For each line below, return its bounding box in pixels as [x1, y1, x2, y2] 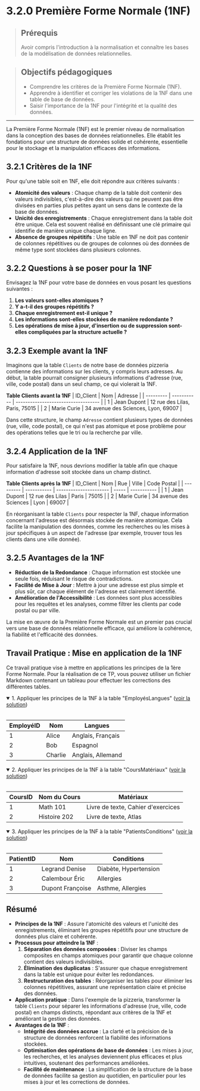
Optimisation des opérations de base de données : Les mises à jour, [23, 1046, 193, 1053]
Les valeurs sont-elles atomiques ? [14, 297, 104, 304]
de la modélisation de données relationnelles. [20, 50, 132, 57]
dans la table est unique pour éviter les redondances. [23, 971, 155, 978]
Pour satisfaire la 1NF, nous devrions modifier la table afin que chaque [6, 462, 178, 469]
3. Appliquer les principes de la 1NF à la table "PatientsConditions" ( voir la [11, 828, 193, 835]
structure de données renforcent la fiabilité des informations [23, 1034, 171, 1041]
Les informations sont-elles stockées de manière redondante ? [14, 316, 174, 323]
